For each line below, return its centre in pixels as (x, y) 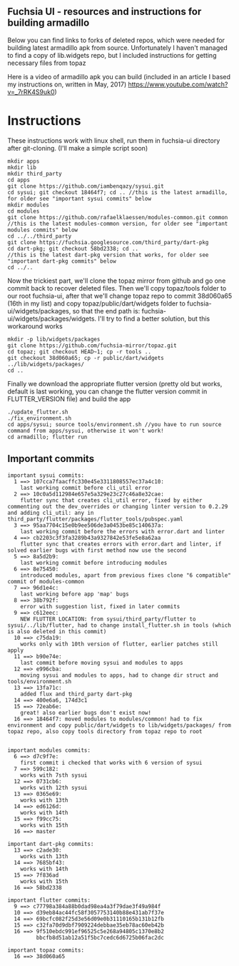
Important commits (51, 459)
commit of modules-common (46, 581)
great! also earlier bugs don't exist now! (86, 713)
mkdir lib (22, 167)
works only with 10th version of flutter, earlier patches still (119, 644)
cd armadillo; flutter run (47, 437)
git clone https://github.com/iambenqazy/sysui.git (86, 186)
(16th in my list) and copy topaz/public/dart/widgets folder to (96, 303)
